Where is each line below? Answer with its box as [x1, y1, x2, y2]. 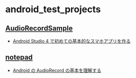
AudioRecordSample [5, 24, 73, 33]
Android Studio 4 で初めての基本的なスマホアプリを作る [12, 38, 131, 44]
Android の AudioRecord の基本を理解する [12, 67, 102, 73]
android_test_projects [5, 4, 101, 15]
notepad [5, 53, 33, 62]
